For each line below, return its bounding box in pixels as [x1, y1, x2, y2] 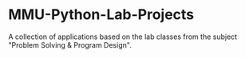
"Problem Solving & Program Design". [8, 40, 132, 49]
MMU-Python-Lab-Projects [8, 6, 195, 24]
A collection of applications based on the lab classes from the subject [8, 32, 238, 41]
